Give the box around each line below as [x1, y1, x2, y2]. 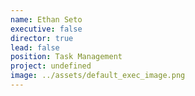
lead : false [10, 42, 60, 53]
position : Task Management [10, 52, 123, 62]
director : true [10, 33, 74, 43]
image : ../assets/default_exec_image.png [10, 71, 186, 81]
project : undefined [10, 61, 92, 71]
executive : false [10, 24, 83, 34]
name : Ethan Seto [10, 14, 83, 25]
